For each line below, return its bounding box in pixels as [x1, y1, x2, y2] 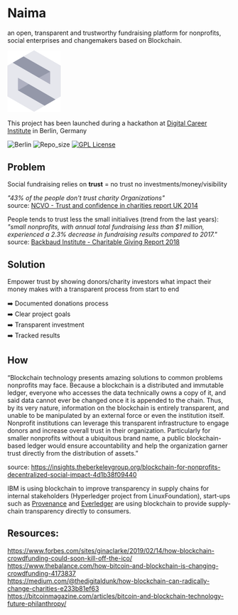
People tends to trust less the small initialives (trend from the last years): [7, 215, 219, 224]
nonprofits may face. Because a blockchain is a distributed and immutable [7, 381, 224, 389]
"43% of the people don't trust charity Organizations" [7, 194, 166, 202]
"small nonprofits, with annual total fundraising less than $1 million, [7, 223, 205, 231]
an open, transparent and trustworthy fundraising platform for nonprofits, [7, 28, 222, 37]
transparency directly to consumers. [24, 507, 131, 515]
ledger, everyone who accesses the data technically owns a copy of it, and [7, 388, 226, 396]
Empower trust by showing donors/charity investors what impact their [7, 278, 212, 286]
